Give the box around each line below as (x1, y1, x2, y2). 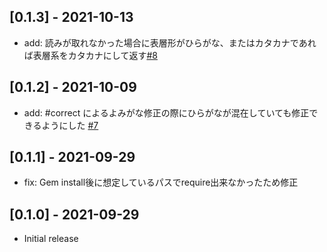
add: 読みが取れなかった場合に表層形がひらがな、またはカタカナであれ (23, 36, 317, 49)
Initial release (23, 233, 79, 245)
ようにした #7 (41, 119, 99, 131)
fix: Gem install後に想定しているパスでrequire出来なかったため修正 (23, 176, 299, 189)
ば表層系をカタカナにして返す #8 (23, 49, 158, 61)
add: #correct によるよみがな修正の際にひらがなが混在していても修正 (23, 106, 310, 119)
